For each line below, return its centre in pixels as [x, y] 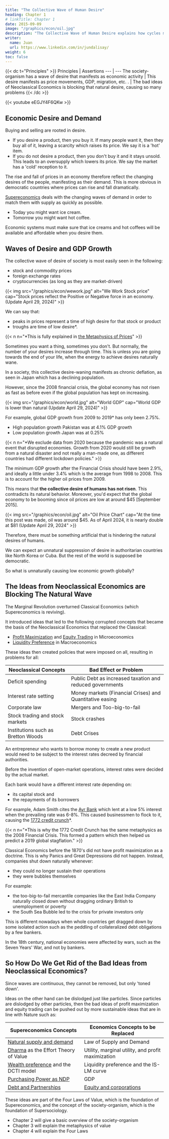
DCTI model [22, 1071]
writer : [13, 38]
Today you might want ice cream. [47, 212]
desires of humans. [25, 540]
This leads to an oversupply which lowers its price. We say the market [85, 161]
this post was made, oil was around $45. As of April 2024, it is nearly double [84, 520]
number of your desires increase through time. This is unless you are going [83, 352]
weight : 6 [16, 52]
